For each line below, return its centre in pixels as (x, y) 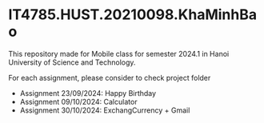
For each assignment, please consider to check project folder (110, 77)
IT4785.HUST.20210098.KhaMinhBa (133, 15)
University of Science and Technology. (72, 62)
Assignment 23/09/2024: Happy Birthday (88, 93)
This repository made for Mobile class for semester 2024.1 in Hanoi (119, 54)
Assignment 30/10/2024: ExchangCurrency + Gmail (105, 110)
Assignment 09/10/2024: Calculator (78, 101)
